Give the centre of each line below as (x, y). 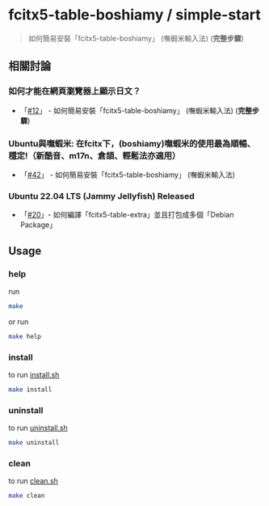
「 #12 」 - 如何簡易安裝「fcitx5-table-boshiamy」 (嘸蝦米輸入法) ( (129, 110)
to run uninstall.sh (38, 428)
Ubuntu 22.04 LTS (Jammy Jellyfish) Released (102, 196)
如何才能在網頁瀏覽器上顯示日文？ (75, 91)
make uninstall (34, 443)
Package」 (38, 225)
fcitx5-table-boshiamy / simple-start (134, 15)
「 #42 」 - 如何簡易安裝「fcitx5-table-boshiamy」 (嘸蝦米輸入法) (128, 175)
